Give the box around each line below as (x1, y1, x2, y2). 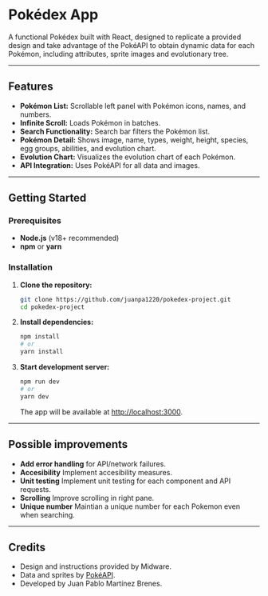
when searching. (19, 510, 76, 519)
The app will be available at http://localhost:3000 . (19, 406, 183, 417)
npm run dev (19, 378, 60, 386)
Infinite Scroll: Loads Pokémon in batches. (19, 118, 161, 127)
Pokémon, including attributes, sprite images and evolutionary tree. (8, 49, 229, 58)
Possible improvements (8, 438, 128, 451)
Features (8, 80, 53, 94)
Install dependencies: (19, 318, 94, 327)
